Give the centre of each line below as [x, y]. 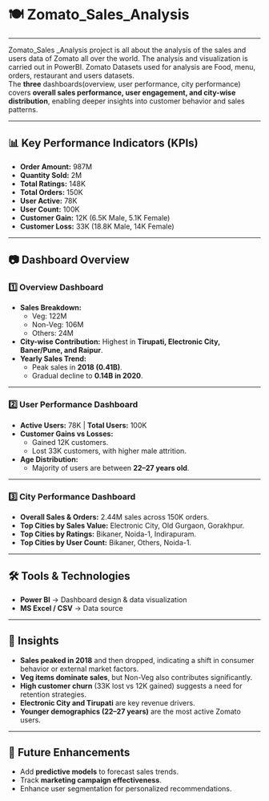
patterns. [23, 109]
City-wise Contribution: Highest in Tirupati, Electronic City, [120, 342]
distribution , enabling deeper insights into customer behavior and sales [127, 101]
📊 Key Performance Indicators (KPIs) [103, 143]
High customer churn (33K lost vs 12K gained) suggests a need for [131, 686]
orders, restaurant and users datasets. [71, 75]
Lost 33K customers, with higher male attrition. [109, 451]
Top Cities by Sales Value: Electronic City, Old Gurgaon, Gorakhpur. [132, 526]
